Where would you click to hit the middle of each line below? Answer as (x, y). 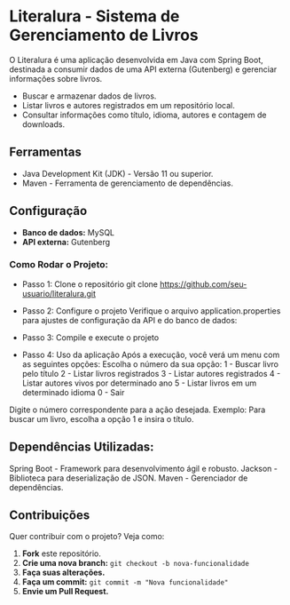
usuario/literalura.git (59, 293)
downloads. (43, 124)
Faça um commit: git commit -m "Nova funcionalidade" (125, 582)
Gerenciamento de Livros (104, 35)
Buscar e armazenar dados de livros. (89, 96)
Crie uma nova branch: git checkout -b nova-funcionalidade (136, 563)
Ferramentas (45, 152)
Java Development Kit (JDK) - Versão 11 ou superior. (118, 173)
